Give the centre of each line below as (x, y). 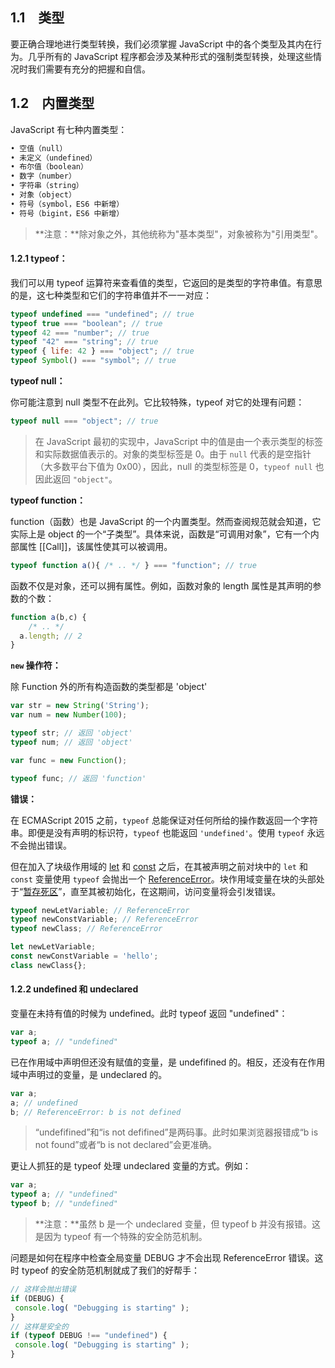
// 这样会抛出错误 (43, 1289)
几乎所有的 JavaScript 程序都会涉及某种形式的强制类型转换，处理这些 (170, 56)
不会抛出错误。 (41, 845)
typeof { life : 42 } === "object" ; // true (102, 351)
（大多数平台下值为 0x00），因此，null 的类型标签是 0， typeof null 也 (179, 466)
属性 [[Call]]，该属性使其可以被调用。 (95, 546)
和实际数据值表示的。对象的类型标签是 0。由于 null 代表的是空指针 (173, 454)
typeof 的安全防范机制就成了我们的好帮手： (110, 1270)
